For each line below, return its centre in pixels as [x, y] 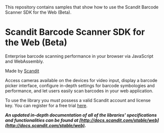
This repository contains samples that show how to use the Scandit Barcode [82, 7]
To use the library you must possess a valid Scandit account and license [78, 100]
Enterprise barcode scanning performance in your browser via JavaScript [79, 56]
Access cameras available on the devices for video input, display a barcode [81, 80]
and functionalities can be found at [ [43, 120]
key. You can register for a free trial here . [47, 106]
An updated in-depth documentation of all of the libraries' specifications [81, 115]
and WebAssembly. [24, 61]
